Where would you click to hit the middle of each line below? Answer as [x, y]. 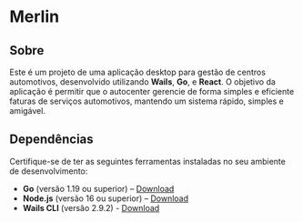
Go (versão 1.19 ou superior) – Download [98, 188]
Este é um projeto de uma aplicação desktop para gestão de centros [138, 72]
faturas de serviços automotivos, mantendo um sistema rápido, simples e [146, 101]
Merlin [35, 17]
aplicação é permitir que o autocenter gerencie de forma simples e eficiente [152, 91]
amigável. [27, 111]
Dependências [51, 140]
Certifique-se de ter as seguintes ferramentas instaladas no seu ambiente [148, 161]
